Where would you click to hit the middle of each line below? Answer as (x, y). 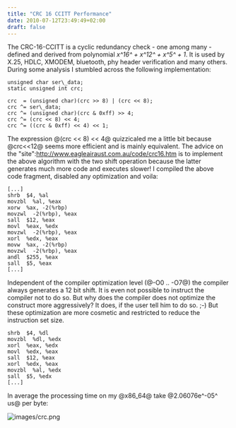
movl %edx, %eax (33, 352)
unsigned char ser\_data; (45, 83)
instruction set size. (36, 320)
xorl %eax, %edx (33, 346)
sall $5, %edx (30, 376)
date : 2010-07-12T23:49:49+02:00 (57, 20)
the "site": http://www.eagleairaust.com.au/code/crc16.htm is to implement (115, 154)
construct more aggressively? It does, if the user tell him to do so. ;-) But (113, 305)
